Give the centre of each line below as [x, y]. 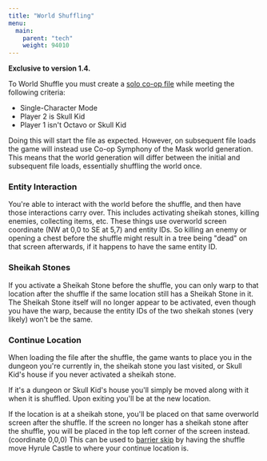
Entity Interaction [43, 187]
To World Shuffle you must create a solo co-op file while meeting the [122, 84]
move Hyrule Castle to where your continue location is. [99, 448]
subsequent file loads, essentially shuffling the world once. [105, 166]
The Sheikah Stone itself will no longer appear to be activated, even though [132, 302]
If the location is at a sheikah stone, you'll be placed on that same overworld [133, 414]
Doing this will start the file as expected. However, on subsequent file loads [132, 140]
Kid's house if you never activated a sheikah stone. [92, 374]
